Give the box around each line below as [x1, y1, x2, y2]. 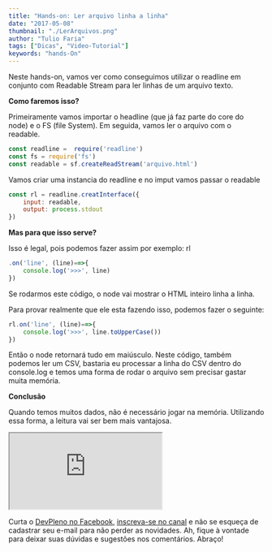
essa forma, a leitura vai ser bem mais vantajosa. [8, 416, 172, 426]
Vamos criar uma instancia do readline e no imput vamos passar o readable [8, 175, 261, 184]
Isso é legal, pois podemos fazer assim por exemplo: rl [8, 244, 191, 253]
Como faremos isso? [8, 97, 80, 106]
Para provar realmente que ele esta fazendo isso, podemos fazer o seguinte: [8, 304, 265, 314]
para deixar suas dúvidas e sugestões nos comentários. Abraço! [8, 534, 224, 544]
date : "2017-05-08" [8, 19, 75, 28]
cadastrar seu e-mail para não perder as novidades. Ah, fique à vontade [8, 525, 249, 536]
